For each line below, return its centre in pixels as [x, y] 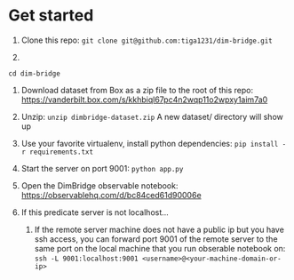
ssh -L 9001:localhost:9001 [86, 259]
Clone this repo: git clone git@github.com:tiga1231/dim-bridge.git [147, 40]
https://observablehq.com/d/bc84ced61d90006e [111, 195]
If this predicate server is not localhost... [95, 212]
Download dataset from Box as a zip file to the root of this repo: [137, 90]
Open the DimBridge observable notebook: [99, 185]
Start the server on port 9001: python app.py [102, 168]
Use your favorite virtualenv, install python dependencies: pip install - [154, 143]
